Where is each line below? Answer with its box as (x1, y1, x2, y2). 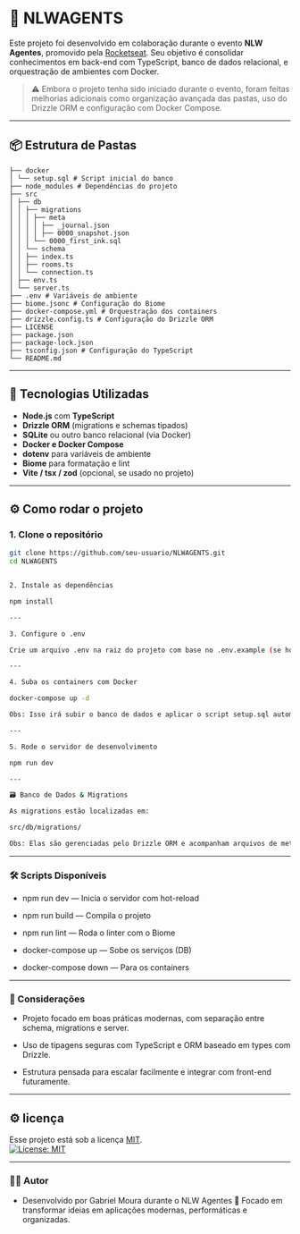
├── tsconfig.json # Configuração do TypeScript (9, 346, 194, 355)
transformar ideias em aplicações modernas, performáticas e (21, 1204, 248, 1215)
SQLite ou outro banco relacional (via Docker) (21, 429, 192, 440)
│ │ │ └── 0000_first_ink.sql (9, 236, 122, 245)
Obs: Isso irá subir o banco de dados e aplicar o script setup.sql (9, 710, 270, 719)
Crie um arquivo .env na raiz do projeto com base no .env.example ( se (9, 646, 281, 655)
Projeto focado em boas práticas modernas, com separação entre (21, 1013, 265, 1024)
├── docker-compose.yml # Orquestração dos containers (9, 307, 218, 316)
